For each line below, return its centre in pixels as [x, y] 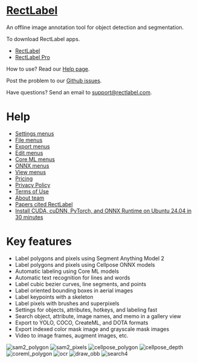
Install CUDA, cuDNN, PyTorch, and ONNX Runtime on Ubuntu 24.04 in [103, 211]
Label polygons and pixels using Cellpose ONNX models [85, 264]
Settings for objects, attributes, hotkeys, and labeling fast [86, 310]
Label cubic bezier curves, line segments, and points [81, 284]
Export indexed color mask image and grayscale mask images [92, 329]
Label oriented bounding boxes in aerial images [74, 290]
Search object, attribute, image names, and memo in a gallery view [98, 316]
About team [30, 198]
